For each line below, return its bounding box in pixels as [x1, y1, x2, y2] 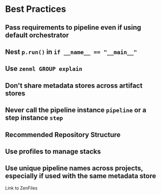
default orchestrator [5, 31, 69, 39]
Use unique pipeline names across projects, [5, 164, 143, 173]
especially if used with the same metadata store [5, 172, 156, 180]
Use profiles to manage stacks [5, 147, 101, 155]
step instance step [5, 114, 63, 122]
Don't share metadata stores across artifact [5, 81, 143, 90]
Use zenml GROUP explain [5, 64, 83, 73]
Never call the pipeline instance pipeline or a [5, 106, 147, 114]
